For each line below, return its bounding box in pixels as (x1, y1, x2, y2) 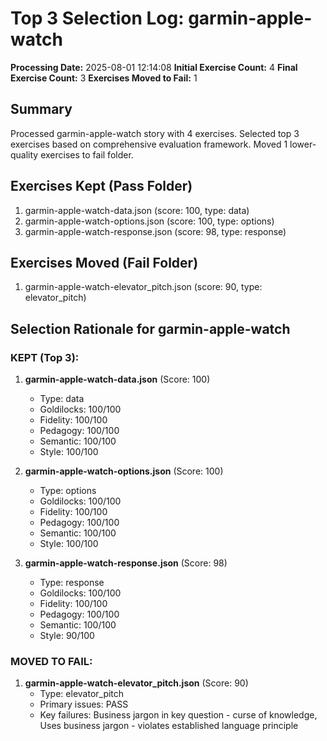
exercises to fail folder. (40, 148, 134, 161)
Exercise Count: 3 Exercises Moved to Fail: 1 (10, 72, 198, 84)
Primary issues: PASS (39, 698, 129, 711)
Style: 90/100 (39, 630, 95, 642)
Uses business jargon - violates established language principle (39, 720, 299, 732)
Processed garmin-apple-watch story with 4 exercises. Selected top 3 (10, 127, 300, 139)
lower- (289, 138, 317, 150)
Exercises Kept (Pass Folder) (10, 178, 193, 195)
